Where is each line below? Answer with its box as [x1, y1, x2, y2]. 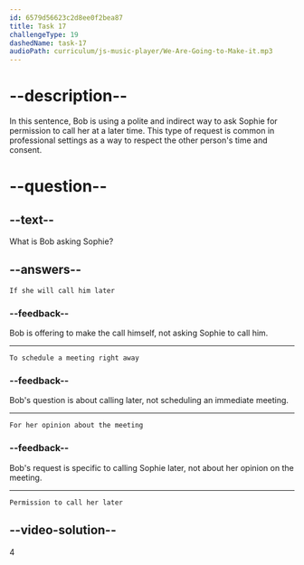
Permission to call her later [9, 498, 124, 507]
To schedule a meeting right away [9, 353, 140, 363]
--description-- [9, 86, 128, 107]
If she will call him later [9, 286, 116, 295]
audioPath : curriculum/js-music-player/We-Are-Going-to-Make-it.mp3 [9, 47, 273, 56]
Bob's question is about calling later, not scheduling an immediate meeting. [9, 395, 290, 406]
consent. [9, 145, 43, 155]
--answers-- [9, 262, 81, 278]
